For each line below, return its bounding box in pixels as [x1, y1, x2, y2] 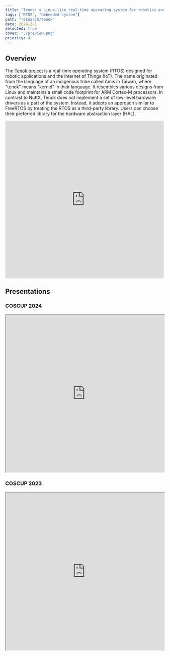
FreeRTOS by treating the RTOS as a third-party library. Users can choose [5, 105, 158, 111]
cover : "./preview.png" [5, 31, 55, 36]
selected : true [5, 26, 37, 31]
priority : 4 [5, 36, 30, 41]
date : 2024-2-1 [5, 21, 37, 27]
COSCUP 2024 [5, 302, 42, 309]
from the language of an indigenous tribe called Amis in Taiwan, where [5, 78, 152, 84]
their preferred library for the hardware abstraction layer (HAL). [5, 111, 136, 117]
